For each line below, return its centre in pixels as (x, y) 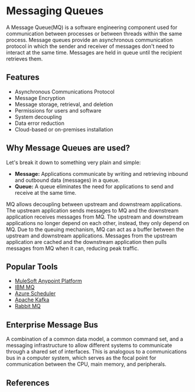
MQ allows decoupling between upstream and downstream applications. (94, 204)
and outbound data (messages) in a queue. (67, 180)
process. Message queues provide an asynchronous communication (90, 40)
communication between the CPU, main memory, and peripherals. (86, 364)
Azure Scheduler (35, 294)
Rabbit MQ (28, 306)
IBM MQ (25, 287)
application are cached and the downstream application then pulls (87, 242)
